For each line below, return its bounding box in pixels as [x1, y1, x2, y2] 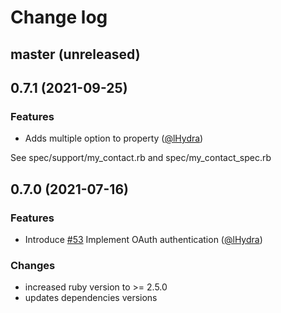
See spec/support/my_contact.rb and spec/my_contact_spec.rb [10, 152, 272, 164]
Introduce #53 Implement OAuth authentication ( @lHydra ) [24, 233, 263, 245]
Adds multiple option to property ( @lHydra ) [24, 132, 204, 145]
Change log [10, 6, 108, 29]
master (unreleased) [10, 46, 141, 63]
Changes [10, 258, 56, 272]
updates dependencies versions [24, 292, 158, 304]
